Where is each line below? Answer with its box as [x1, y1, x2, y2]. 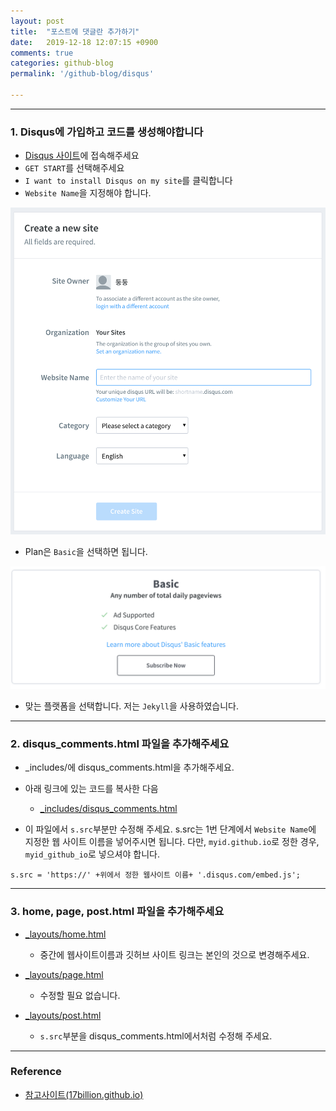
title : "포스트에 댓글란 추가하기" [10, 26, 140, 37]
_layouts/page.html [24, 968, 104, 980]
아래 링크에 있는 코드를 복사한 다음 [24, 783, 159, 795]
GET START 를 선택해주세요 [24, 162, 125, 174]
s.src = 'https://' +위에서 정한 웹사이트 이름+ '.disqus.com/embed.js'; [10, 870, 301, 880]
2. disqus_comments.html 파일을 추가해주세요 [10, 736, 230, 750]
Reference [10, 1065, 62, 1079]
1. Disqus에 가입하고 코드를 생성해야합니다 [10, 125, 204, 139]
